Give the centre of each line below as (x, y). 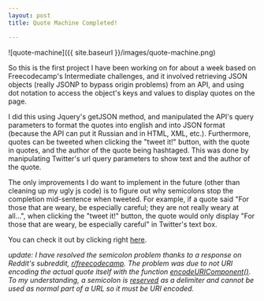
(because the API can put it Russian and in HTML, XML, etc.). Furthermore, (129, 133)
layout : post (30, 15)
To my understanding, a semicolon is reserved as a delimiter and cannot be (131, 280)
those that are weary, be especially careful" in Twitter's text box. (113, 224)
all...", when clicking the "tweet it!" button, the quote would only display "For (132, 216)
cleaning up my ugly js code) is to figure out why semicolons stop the (121, 190)
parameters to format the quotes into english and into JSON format (117, 125)
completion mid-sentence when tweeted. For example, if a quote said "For (129, 199)
